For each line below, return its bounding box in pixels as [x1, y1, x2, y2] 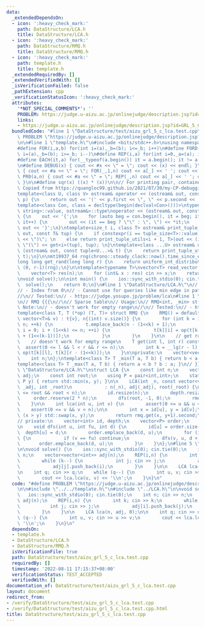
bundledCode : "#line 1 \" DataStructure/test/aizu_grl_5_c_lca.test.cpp [12, 128, 198, 134]
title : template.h [17, 65, 64, 72]
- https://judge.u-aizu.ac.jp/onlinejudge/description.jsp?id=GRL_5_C [17, 123, 201, 129]
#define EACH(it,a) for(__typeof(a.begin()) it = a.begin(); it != [17, 156, 192, 163]
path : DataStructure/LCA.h [17, 26, 86, 32]
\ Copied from [17, 185, 53, 191]
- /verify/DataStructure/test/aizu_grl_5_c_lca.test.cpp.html [6, 606, 168, 612]
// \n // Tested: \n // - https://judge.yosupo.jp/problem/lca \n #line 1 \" [17, 293, 203, 299]
